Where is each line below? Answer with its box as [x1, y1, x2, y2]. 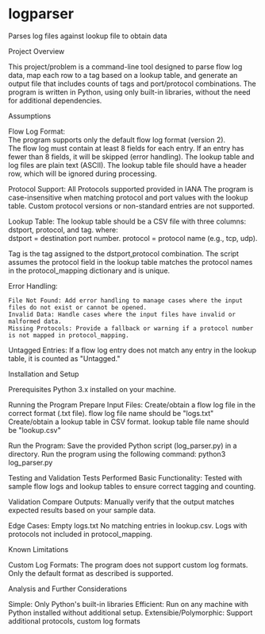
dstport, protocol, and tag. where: [8, 224, 118, 235]
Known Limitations [8, 544, 69, 554]
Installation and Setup [8, 369, 79, 379]
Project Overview [8, 46, 65, 56]
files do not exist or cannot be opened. [8, 303, 148, 311]
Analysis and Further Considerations [8, 584, 128, 593]
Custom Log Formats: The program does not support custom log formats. [8, 560, 248, 570]
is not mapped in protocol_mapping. [8, 331, 129, 339]
